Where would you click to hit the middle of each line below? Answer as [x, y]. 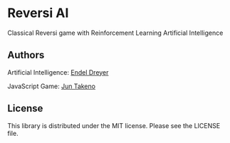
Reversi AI [38, 13]
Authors [26, 55]
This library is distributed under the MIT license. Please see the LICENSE [114, 125]
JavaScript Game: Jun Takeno [52, 86]
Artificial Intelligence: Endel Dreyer [58, 72]
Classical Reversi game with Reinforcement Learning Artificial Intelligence [115, 33]
